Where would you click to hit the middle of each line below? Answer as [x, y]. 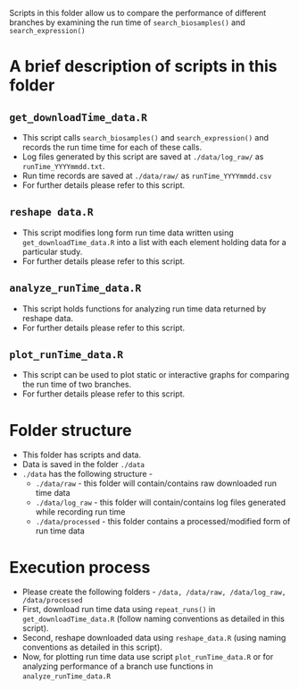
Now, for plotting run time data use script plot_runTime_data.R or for [148, 657]
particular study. [52, 251]
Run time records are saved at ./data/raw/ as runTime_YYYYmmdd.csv [147, 175]
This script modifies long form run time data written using [128, 233]
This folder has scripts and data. [81, 455]
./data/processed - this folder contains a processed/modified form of [163, 522]
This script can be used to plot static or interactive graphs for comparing [156, 375]
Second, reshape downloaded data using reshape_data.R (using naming [154, 638]
